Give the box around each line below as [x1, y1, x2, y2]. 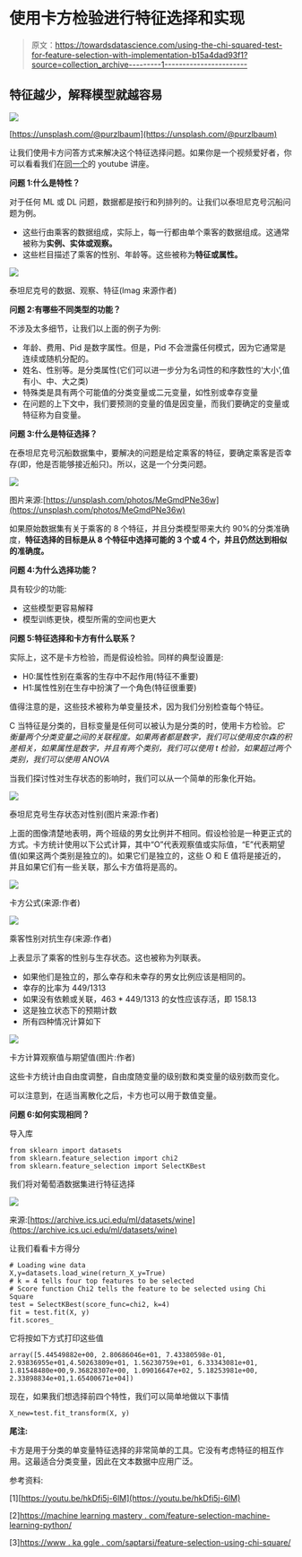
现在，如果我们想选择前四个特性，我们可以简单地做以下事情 [9, 1390, 229, 1401]
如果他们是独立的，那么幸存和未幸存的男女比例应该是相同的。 [22, 971, 251, 982]
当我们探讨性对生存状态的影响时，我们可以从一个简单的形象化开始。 [9, 773, 261, 783]
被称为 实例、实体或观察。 [22, 238, 117, 248]
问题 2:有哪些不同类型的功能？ [9, 304, 121, 315]
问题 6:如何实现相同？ [9, 1109, 91, 1120]
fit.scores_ [9, 1315, 54, 1325]
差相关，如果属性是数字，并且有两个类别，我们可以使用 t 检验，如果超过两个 [9, 742, 291, 753]
